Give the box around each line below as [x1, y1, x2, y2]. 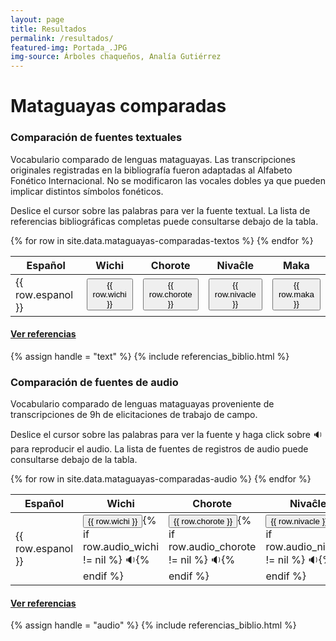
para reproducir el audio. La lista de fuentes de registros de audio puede [10, 443, 309, 455]
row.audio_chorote [168, 540, 257, 554]
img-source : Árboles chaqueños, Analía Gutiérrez [10, 52, 222, 62]
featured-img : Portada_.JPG [10, 42, 128, 53]
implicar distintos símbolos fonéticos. [10, 185, 164, 197]
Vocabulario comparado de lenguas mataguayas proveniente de [10, 398, 275, 410]
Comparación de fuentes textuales [10, 131, 183, 145]
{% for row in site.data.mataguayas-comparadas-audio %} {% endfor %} [10, 473, 312, 485]
